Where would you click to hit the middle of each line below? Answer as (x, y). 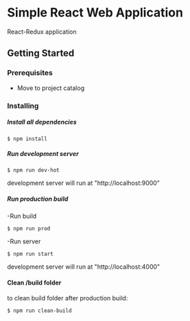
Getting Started (41, 53)
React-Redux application (42, 32)
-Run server (24, 241)
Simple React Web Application (95, 13)
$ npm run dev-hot (33, 170)
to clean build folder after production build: (68, 298)
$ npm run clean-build (39, 311)
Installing (23, 106)
